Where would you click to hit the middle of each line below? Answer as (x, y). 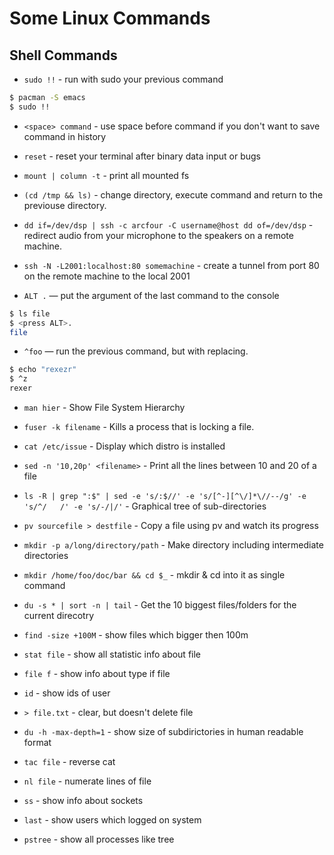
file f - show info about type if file (97, 673)
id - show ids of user (67, 693)
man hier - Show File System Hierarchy (104, 407)
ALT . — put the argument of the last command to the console (151, 295)
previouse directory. (65, 205)
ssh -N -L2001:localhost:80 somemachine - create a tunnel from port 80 (171, 265)
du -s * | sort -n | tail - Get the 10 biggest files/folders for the (160, 605)
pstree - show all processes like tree (99, 839)
